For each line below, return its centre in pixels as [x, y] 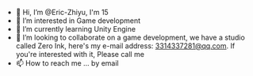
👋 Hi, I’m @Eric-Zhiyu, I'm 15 [62, 12]
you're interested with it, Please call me [80, 54]
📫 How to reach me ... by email [67, 63]
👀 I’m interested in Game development [78, 21]
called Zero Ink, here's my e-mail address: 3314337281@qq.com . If [125, 46]
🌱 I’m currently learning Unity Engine [76, 29]
